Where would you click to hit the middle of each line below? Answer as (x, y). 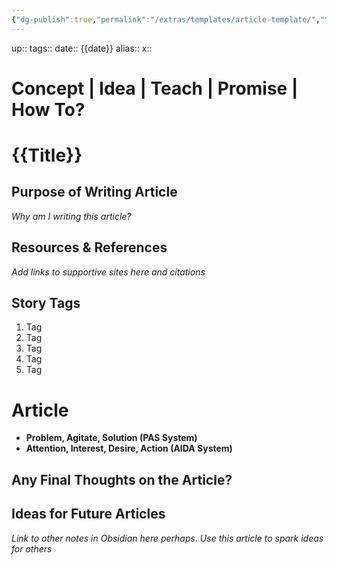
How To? (48, 109)
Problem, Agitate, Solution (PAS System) (111, 438)
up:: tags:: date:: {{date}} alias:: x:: (82, 48)
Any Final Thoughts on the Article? (122, 479)
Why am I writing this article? (71, 216)
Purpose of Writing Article (94, 192)
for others (32, 548)
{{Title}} (47, 155)
